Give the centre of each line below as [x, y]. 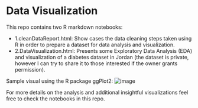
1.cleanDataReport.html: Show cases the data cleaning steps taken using [103, 38]
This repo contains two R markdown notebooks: [64, 27]
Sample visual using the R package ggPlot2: [60, 81]
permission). [30, 69]
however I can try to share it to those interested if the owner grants [96, 63]
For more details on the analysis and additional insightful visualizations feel [97, 92]
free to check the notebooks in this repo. [56, 99]
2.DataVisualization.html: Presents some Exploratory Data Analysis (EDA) [103, 50]
